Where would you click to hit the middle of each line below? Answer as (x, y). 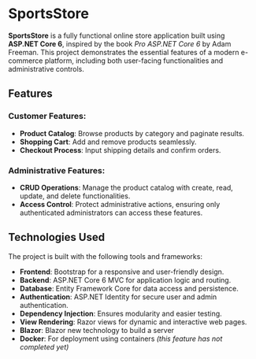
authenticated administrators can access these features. (111, 213)
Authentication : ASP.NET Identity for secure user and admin (118, 297)
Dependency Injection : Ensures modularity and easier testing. (121, 313)
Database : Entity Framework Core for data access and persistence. (129, 288)
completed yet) (44, 346)
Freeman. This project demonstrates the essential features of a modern (124, 52)
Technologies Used (56, 237)
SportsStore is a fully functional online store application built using (117, 35)
